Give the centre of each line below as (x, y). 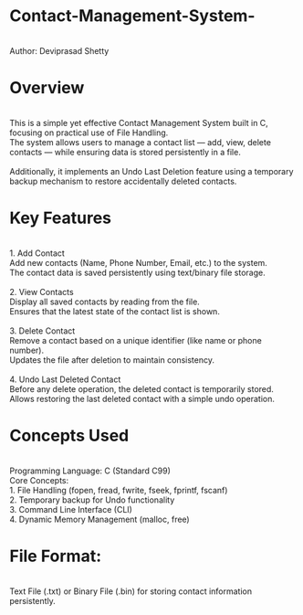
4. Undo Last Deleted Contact (65, 379)
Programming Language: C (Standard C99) (90, 471)
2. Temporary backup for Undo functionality (92, 500)
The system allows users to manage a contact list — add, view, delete (141, 142)
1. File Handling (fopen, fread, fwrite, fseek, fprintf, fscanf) (119, 490)
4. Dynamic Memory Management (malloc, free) (99, 519)
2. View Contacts (42, 292)
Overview (47, 88)
